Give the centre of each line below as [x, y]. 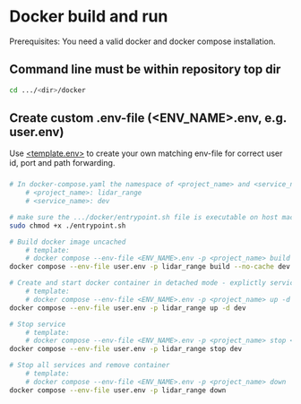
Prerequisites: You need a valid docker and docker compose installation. [142, 41]
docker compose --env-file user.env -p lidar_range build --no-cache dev [150, 267]
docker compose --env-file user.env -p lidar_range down [118, 390]
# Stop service [38, 324]
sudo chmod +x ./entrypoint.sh [68, 226]
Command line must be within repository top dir [145, 69]
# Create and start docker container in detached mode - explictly [138, 283]
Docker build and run [89, 17]
